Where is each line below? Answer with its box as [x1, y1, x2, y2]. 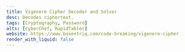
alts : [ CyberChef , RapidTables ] [6, 25, 87, 32]
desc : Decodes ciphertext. [6, 14, 74, 20]
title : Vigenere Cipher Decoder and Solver [6, 8, 118, 15]
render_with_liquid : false [6, 36, 74, 42]
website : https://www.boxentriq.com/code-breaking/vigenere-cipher [6, 31, 180, 37]
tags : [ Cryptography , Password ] [6, 20, 87, 26]
